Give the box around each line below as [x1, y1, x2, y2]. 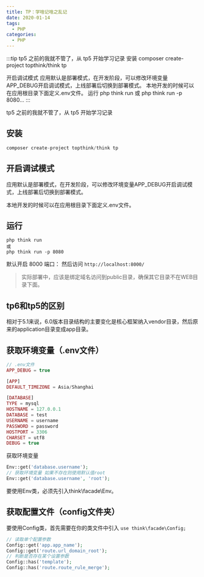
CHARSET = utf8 [6, 434, 45, 441]
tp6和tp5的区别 [6, 300, 65, 311]
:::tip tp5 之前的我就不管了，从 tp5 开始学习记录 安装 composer [6, 55, 164, 62]
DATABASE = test [6, 412, 47, 418]
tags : [6, 20, 20, 26]
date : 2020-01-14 [6, 15, 51, 21]
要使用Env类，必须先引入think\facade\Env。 [6, 487, 117, 494]
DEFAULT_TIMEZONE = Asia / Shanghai [6, 384, 94, 390]
